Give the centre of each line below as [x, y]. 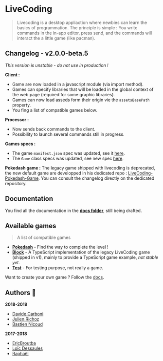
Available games [31, 226]
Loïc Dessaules [27, 348]
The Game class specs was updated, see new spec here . [68, 158]
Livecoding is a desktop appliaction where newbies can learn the [82, 22]
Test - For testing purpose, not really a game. [58, 268]
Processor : [17, 119]
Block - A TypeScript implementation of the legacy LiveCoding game [81, 252]
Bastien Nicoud [27, 324]
